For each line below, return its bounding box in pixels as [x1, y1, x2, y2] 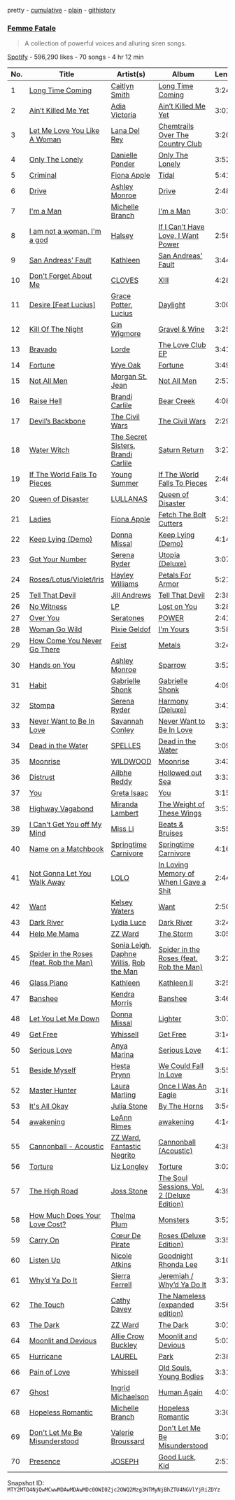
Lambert [111, 808, 138, 818]
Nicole [111, 1251, 132, 1261]
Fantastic [111, 1142, 141, 1151]
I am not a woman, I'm [29, 227, 101, 237]
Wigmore [111, 329, 141, 339]
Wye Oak [111, 360, 141, 370]
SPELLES [111, 741, 141, 751]
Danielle [111, 150, 138, 160]
